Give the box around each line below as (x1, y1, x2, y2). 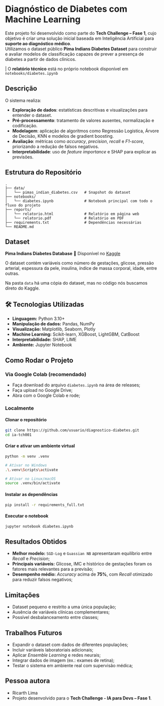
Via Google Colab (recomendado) (5, 371, 87, 378)
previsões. (12, 154, 33, 160)
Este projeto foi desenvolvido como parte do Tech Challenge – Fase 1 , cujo (5, 30, 157, 36)
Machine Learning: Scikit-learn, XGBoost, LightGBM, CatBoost (12, 331, 140, 337)
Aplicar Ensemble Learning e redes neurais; (12, 652, 101, 658)
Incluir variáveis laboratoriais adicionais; (12, 647, 93, 652)
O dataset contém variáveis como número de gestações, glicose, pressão (5, 260, 154, 266)
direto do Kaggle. (5, 285, 40, 291)
